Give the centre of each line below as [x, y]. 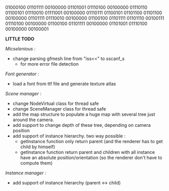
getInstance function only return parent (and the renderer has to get [91, 141]
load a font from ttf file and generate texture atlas [64, 84]
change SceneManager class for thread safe [59, 109]
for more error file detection [49, 64]
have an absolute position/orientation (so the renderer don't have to [91, 158]
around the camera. [33, 120]
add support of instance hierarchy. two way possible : [69, 136]
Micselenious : [20, 49]
